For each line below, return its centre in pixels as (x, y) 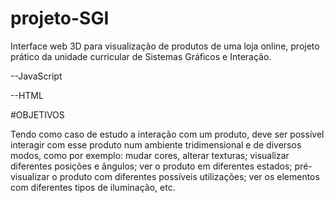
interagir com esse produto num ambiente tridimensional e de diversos (156, 144)
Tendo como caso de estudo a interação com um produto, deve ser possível (167, 134)
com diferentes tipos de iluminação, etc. (93, 187)
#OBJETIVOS (37, 114)
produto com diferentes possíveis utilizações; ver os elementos (189, 176)
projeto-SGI (60, 18)
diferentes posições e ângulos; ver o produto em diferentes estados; (151, 166)
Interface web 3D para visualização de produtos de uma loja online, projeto (165, 46)
